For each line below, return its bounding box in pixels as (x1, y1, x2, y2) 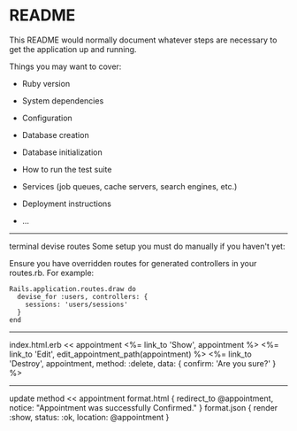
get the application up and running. (9, 43, 137, 54)
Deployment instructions (21, 198, 112, 209)
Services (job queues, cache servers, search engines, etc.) (21, 181, 238, 191)
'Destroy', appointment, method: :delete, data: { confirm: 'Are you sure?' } (9, 358, 277, 368)
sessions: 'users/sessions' (25, 300, 128, 309)
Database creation (21, 129, 90, 140)
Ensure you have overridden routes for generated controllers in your (9, 258, 257, 268)
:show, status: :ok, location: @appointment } (9, 412, 170, 422)
